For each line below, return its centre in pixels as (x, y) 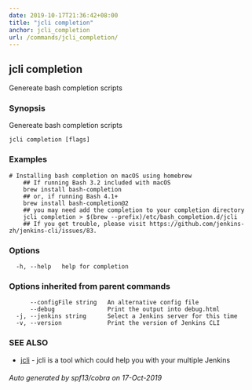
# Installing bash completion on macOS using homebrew (100, 176)
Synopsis (27, 108)
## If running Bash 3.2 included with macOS (97, 182)
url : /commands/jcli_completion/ (64, 37)
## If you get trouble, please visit (85, 224)
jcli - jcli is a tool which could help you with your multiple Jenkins (125, 360)
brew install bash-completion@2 (76, 203)
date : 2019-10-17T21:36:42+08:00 (64, 15)
